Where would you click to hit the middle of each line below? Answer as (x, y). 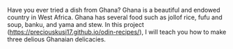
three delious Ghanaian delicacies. (57, 39)
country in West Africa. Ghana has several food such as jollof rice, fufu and (115, 17)
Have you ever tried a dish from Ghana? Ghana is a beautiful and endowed (114, 10)
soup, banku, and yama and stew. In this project (76, 24)
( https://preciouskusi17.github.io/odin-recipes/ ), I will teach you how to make (117, 32)
